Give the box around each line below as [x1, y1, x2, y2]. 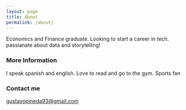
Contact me [6, 84, 41, 92]
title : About [6, 14, 38, 20]
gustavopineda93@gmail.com [6, 97, 79, 104]
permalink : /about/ [6, 19, 54, 25]
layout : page [6, 8, 38, 15]
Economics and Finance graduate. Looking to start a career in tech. [6, 36, 170, 43]
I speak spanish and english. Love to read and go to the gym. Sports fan [6, 70, 181, 77]
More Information [6, 56, 57, 64]
